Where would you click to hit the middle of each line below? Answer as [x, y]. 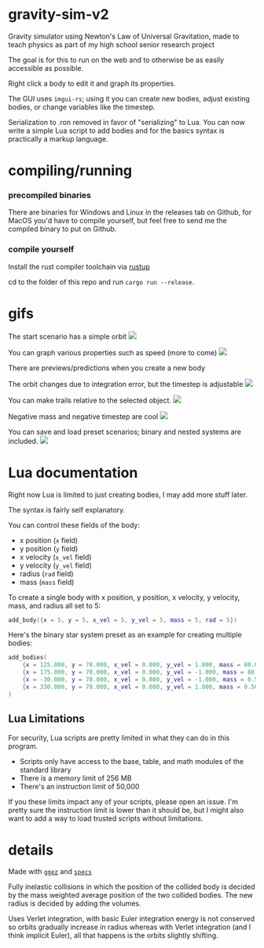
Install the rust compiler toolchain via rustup [79, 266]
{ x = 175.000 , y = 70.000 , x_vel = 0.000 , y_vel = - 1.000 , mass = [134, 672]
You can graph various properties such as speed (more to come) [113, 352]
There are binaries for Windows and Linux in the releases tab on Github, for [130, 212]
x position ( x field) [49, 540]
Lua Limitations [46, 719]
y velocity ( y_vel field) [55, 565]
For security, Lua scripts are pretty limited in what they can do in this [119, 737]
